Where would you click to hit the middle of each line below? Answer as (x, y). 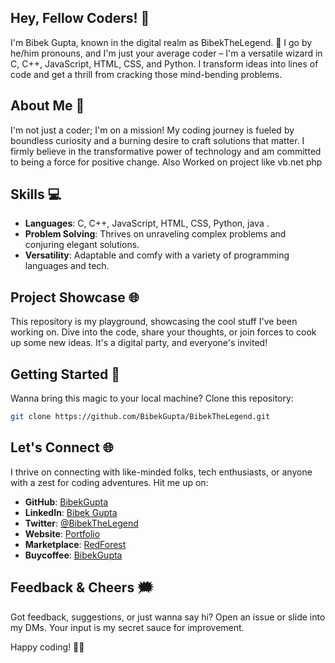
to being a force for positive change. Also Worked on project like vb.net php (166, 162)
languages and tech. (67, 266)
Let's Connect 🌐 (62, 447)
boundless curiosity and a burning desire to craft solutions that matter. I (157, 140)
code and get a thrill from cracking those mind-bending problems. (146, 74)
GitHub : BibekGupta (66, 502)
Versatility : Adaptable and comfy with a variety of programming (157, 255)
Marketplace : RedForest (75, 544)
